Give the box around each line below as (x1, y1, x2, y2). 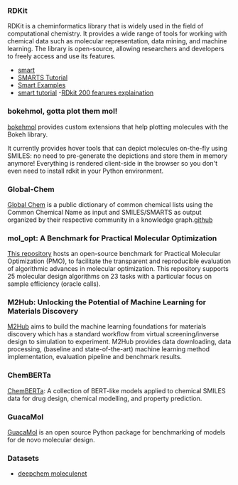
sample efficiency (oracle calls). (7, 279, 101, 288)
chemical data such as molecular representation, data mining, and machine (7, 37, 227, 46)
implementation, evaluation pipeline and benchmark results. (7, 353, 183, 361)
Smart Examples (17, 81, 66, 90)
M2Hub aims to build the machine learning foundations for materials (7, 322, 207, 331)
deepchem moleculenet (17, 469, 87, 478)
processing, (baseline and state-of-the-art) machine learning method (7, 345, 210, 353)
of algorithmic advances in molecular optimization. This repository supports (7, 265, 229, 273)
